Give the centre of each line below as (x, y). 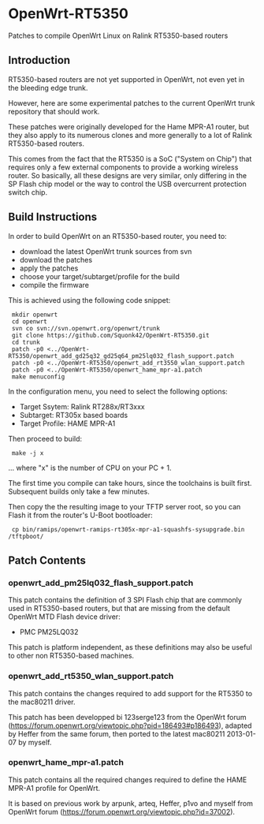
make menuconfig (38, 377)
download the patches (56, 259)
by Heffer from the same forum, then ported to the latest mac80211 (117, 733)
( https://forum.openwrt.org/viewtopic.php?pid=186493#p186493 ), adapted (130, 725)
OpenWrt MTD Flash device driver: (64, 617)
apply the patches (49, 268)
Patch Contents (47, 560)
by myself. (35, 742)
